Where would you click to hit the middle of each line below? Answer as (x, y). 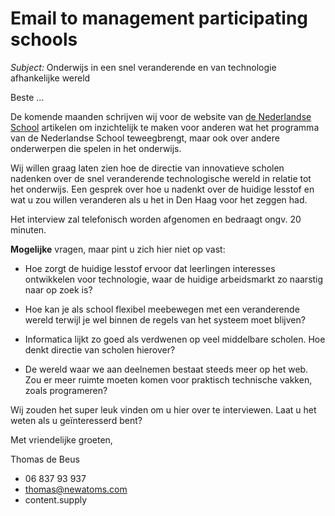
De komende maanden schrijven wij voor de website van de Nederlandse (161, 116)
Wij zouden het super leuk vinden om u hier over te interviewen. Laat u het (163, 409)
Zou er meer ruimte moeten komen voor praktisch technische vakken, (168, 379)
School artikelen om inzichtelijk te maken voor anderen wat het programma (165, 127)
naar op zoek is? (58, 289)
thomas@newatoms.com (76, 489)
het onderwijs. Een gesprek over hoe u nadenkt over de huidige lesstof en (162, 189)
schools (44, 39)
